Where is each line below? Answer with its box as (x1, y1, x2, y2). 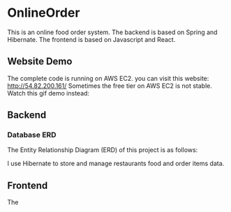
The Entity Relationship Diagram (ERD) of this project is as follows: (7, 146, 198, 154)
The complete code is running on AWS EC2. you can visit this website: (7, 74, 209, 82)
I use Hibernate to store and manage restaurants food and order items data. (7, 159, 225, 168)
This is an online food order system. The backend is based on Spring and (7, 28, 218, 36)
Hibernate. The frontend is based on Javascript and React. (7, 35, 176, 43)
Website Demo (7, 56, 73, 68)
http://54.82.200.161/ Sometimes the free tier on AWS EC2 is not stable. (7, 82, 213, 90)
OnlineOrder (7, 5, 80, 21)
